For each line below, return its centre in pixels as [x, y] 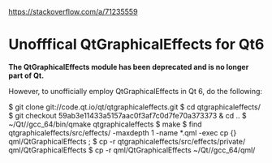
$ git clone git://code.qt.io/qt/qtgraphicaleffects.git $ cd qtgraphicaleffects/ [135, 107]
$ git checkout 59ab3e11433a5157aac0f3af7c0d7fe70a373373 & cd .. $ [127, 115]
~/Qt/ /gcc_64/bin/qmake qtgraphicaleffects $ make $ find [105, 124]
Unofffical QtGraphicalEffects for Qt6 [136, 45]
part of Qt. [26, 75]
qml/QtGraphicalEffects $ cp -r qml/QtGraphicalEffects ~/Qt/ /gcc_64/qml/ [132, 150]
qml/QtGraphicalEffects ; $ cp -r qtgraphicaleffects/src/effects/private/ [127, 141]
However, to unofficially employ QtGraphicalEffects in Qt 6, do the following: [135, 91]
